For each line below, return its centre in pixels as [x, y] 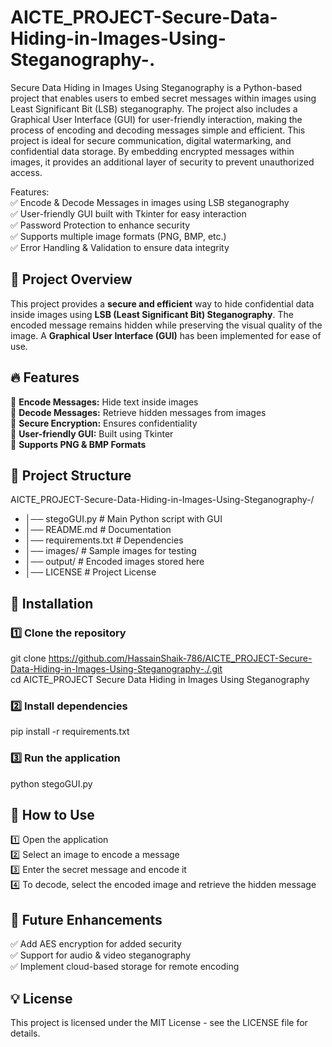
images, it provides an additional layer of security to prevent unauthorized [162, 162]
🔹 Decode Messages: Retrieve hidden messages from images [138, 412]
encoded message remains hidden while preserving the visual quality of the [166, 325]
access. [26, 172]
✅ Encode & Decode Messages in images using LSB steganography [150, 202]
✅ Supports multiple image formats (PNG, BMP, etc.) [118, 236]
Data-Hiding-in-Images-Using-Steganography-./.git [116, 669]
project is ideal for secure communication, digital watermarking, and [151, 140]
